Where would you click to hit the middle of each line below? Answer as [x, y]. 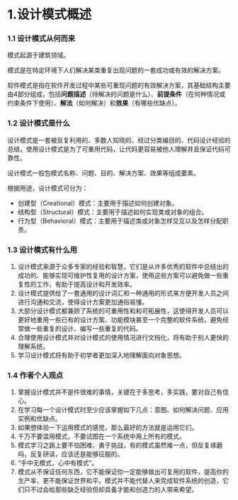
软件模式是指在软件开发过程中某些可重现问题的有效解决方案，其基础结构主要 [119, 85]
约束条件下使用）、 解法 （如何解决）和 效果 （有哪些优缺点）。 [94, 103]
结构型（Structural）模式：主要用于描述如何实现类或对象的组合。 [113, 212]
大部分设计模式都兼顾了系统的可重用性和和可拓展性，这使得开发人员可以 [123, 311]
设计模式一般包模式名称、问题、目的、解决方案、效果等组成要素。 [103, 173]
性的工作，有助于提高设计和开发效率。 [80, 284]
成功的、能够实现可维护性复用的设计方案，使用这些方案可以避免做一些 [120, 276]
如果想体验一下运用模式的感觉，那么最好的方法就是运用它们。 [108, 428]
